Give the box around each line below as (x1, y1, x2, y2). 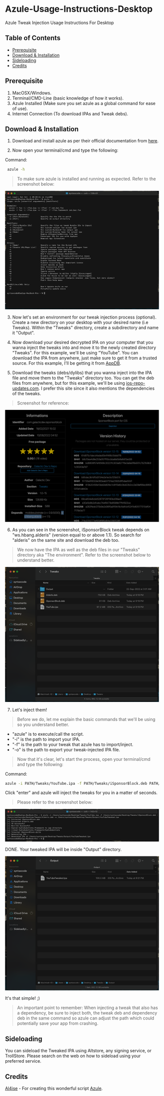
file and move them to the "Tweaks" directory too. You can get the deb (12, 375, 155, 381)
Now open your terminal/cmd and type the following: (12, 147, 119, 153)
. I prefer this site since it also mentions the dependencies (38, 385, 155, 391)
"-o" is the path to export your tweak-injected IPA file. (12, 747, 121, 752)
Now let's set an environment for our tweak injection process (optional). (12, 314, 157, 320)
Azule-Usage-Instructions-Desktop (5, 3, 153, 15)
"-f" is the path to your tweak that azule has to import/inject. (12, 741, 133, 747)
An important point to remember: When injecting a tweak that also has (17, 1005, 158, 1011)
